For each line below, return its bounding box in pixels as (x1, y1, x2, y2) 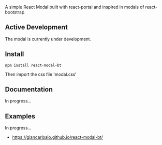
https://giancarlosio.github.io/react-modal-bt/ (12, 134, 103, 140)
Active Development (5, 23, 68, 31)
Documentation (5, 86, 53, 94)
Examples (5, 112, 35, 120)
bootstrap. (5, 9, 26, 15)
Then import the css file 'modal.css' (5, 71, 76, 77)
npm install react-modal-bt (5, 63, 62, 68)
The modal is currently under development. (5, 36, 91, 42)
